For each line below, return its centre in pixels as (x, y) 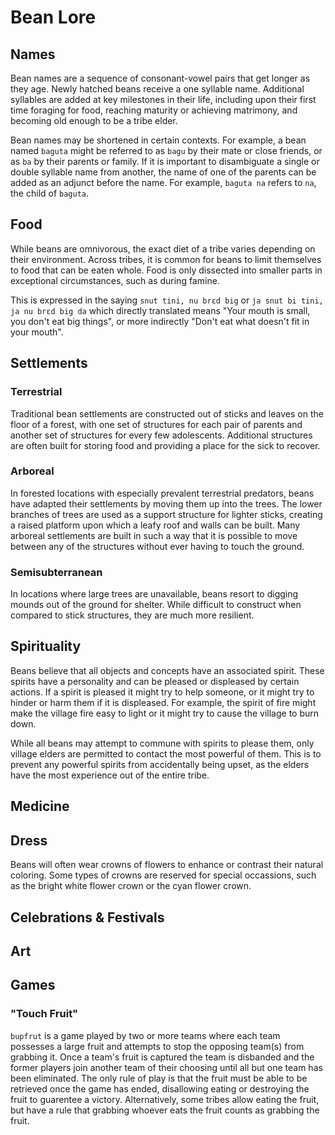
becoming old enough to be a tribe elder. (94, 120)
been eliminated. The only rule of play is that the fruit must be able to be (159, 1078)
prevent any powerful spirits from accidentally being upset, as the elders (160, 764)
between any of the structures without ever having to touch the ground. (157, 546)
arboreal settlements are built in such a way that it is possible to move (154, 535)
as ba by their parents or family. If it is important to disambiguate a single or (165, 161)
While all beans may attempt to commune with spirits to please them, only (162, 743)
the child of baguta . (50, 193)
